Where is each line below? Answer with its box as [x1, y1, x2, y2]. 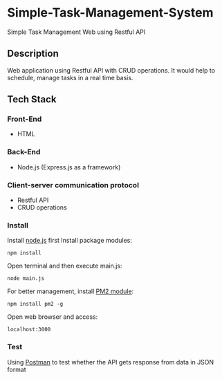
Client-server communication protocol [7, 180, 140, 189]
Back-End [7, 147, 41, 157]
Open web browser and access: [7, 313, 98, 321]
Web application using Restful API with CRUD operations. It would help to [7, 66, 216, 74]
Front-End [7, 114, 42, 124]
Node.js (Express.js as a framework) [17, 163, 121, 171]
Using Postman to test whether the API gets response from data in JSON [7, 358, 214, 366]
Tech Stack [7, 93, 57, 105]
